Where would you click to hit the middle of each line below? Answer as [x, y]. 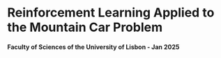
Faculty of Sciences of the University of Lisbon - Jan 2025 [93, 47]
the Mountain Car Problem [85, 27]
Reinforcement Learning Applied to [111, 13]
